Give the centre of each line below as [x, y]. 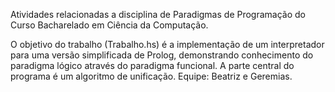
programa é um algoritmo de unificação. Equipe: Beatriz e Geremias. [151, 76]
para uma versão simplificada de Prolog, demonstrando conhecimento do [162, 55]
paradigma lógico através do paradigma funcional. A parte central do [152, 65]
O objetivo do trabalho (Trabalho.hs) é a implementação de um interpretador [167, 44]
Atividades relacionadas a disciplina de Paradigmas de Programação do [158, 14]
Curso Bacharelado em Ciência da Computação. [109, 25]
